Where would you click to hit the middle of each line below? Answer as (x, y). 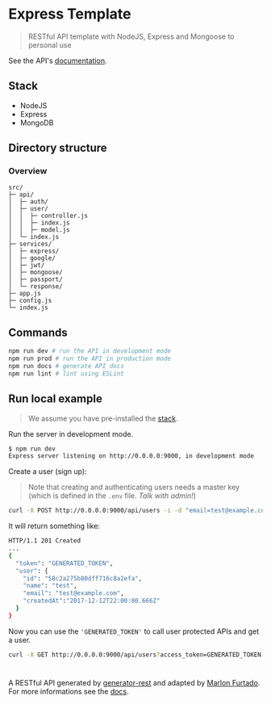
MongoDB (37, 123)
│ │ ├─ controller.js (48, 216)
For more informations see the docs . (69, 691)
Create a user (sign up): (48, 471)
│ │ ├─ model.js (39, 230)
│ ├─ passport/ (35, 279)
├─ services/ (30, 244)
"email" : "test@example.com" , (74, 593)
